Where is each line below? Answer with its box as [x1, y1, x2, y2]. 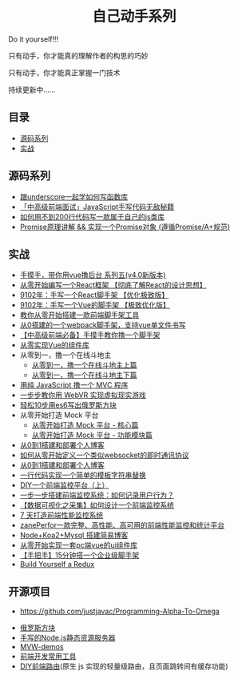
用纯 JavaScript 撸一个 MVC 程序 [19, 380, 129, 390]
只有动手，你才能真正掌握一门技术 [8, 67, 121, 77]
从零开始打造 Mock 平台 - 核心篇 [31, 420, 139, 430]
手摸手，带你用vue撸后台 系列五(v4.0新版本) [19, 270, 166, 280]
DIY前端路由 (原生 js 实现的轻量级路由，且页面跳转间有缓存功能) [19, 661, 229, 671]
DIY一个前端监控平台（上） [19, 480, 109, 490]
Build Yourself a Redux [19, 560, 95, 569]
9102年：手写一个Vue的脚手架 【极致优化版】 [19, 300, 170, 310]
